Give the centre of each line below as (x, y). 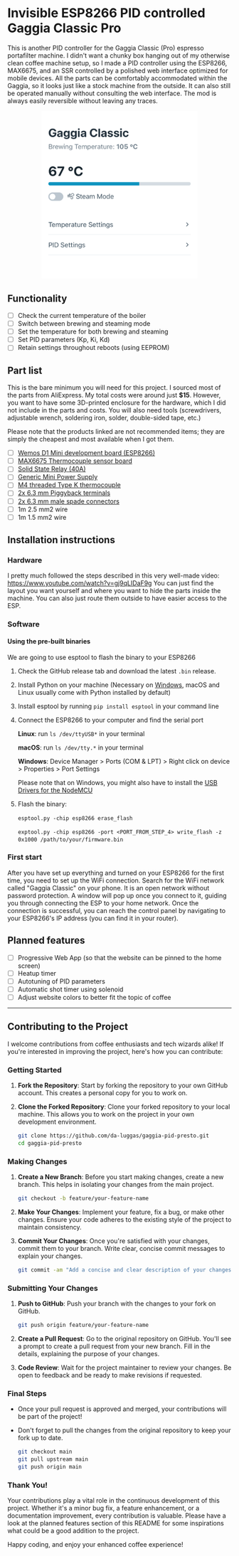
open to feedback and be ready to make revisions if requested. (110, 1375)
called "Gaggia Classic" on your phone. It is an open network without (108, 888)
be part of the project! (50, 1417)
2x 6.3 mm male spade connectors (68, 501)
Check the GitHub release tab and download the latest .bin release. (117, 671)
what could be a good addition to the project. (73, 1531)
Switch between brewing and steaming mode (84, 324)
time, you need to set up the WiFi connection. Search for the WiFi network (116, 880)
